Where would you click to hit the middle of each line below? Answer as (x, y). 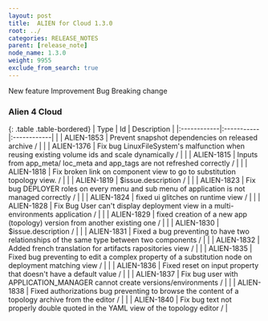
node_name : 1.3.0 (37, 53)
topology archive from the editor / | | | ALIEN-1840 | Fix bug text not (120, 300)
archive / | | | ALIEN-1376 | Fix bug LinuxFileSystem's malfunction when (126, 146)
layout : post (30, 16)
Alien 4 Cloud (35, 112)
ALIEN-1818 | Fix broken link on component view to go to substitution (122, 172)
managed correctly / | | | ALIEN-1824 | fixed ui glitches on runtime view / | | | (134, 197)
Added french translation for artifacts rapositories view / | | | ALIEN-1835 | (130, 249)
